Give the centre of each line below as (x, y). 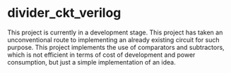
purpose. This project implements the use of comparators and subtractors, (116, 47)
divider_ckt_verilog (64, 13)
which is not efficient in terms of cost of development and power (101, 55)
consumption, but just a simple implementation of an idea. (91, 62)
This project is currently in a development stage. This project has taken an (115, 32)
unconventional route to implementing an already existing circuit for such (114, 39)
